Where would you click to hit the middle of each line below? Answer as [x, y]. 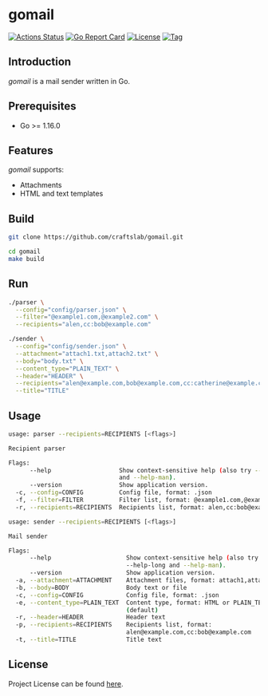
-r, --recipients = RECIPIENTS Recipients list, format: [110, 507]
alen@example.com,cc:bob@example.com [189, 632]
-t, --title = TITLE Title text [89, 640]
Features [31, 150]
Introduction [40, 62]
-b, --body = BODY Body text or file [101, 587]
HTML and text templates [61, 194]
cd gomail [25, 252]
